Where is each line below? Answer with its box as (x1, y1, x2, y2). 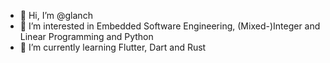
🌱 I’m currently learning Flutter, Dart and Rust (19, 41, 207, 53)
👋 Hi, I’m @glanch (19, 10, 93, 21)
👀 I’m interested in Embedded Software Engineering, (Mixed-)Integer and (19, 20, 321, 32)
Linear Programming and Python (19, 31, 154, 42)
